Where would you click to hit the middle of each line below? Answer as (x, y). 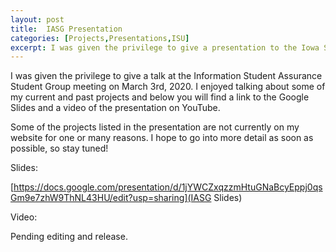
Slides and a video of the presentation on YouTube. (115, 108)
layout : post (37, 19)
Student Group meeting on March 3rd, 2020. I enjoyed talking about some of (168, 87)
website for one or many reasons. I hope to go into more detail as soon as (162, 138)
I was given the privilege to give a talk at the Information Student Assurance (166, 76)
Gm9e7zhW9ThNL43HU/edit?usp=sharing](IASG (111, 198)
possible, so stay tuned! (59, 148)
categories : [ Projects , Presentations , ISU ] (100, 38)
